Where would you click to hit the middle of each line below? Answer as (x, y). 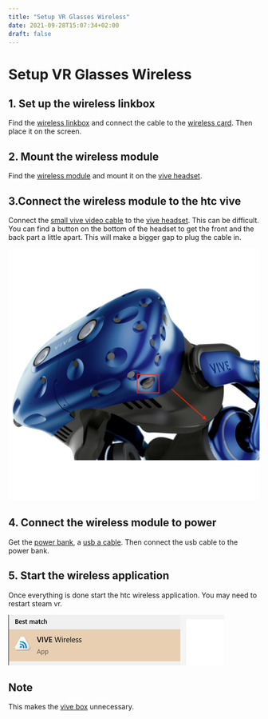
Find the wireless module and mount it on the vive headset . (105, 176)
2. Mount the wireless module (84, 156)
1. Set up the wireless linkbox (82, 104)
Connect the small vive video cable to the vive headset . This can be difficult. (134, 220)
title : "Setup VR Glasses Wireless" (69, 17)
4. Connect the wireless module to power (112, 523)
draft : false (30, 34)
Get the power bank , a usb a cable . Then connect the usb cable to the (123, 542)
